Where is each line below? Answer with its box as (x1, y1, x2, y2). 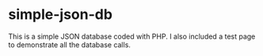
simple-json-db (8, 6, 113, 24)
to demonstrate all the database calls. (8, 39, 131, 49)
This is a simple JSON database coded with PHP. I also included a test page (8, 32, 256, 41)
